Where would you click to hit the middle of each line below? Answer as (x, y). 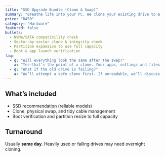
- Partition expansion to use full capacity (56, 46)
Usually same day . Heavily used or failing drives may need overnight (75, 144)
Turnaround (24, 132)
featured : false (22, 28)
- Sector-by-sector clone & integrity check (56, 42)
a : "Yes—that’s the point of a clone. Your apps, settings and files (87, 65)
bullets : (14, 33)
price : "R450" (20, 19)
